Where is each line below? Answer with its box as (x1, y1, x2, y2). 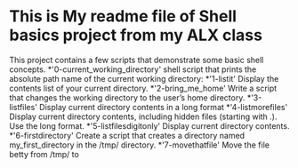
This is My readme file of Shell (9, 6, 238, 27)
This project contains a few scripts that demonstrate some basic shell (9, 54, 264, 65)
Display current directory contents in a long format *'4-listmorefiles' (39, 101, 288, 112)
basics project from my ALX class (9, 25, 262, 45)
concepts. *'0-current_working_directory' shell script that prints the (9, 64, 257, 75)
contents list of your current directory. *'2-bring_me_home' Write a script (9, 83, 278, 93)
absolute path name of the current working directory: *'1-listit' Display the (9, 73, 279, 84)
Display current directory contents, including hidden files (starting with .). (9, 111, 278, 122)
